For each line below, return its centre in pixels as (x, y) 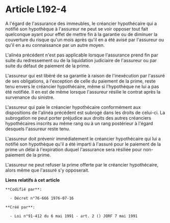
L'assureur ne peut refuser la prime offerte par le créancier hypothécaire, (82, 164)
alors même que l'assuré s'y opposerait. (47, 170)
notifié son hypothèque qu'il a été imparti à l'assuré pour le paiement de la (83, 144)
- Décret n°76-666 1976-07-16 (42, 198)
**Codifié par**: (24, 189)
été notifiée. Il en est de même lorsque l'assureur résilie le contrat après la (83, 92)
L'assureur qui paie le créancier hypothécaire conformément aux (73, 107)
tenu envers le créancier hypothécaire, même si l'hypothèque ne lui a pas (82, 86)
